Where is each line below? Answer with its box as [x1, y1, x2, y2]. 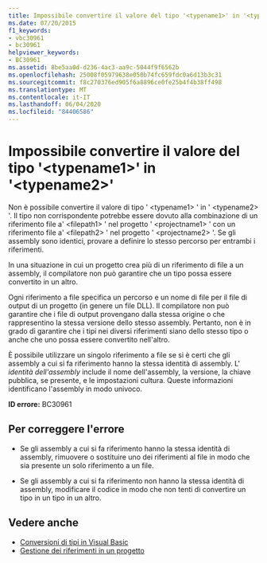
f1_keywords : [8, 26, 52, 34]
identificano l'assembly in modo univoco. [8, 384, 143, 393]
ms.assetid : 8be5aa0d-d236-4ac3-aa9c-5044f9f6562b [8, 64, 180, 72]
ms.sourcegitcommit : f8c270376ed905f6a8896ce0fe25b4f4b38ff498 [8, 78, 222, 86]
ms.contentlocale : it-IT [8, 93, 91, 101]
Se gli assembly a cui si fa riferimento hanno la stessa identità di [19, 444, 230, 453]
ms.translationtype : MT [8, 85, 87, 94]
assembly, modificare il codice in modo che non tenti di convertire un [19, 484, 246, 494]
